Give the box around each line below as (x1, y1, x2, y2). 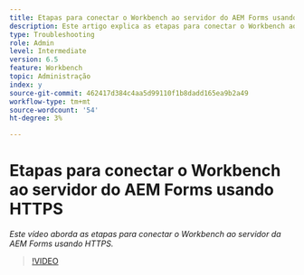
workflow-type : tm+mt (9, 96, 91, 106)
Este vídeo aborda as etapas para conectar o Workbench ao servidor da (9, 229, 282, 240)
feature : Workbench (9, 64, 83, 73)
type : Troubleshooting (9, 30, 95, 39)
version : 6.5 (9, 55, 59, 64)
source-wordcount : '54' (9, 105, 100, 115)
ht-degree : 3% (9, 114, 63, 123)
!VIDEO (31, 256, 59, 267)
